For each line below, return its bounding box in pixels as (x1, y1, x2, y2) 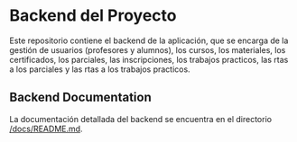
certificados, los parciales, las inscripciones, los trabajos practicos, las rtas (9, 54, 289, 65)
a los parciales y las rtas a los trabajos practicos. (9, 64, 191, 75)
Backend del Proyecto (9, 5, 177, 26)
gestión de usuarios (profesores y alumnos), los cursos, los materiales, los (9, 44, 286, 55)
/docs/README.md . (9, 123, 83, 134)
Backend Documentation (9, 90, 152, 105)
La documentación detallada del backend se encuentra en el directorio (9, 113, 273, 124)
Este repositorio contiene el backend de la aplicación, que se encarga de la (9, 35, 289, 46)
